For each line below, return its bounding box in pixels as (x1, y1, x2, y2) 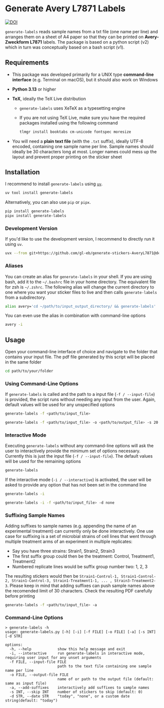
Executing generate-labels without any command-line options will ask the (5, 443, 154, 449)
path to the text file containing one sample (57, 664, 152, 669)
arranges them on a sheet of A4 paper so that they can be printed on (5, 34, 144, 40)
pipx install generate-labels (5, 214, 67, 219)
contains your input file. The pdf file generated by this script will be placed (5, 354, 155, 360)
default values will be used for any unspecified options (5, 402, 115, 408)
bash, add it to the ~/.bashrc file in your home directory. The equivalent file (5, 279, 156, 285)
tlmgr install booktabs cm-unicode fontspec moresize (19, 129, 131, 134)
